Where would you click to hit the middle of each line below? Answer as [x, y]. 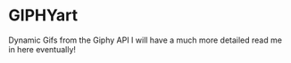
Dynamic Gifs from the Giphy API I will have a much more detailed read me [145, 40]
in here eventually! [42, 49]
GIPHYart [43, 16]
